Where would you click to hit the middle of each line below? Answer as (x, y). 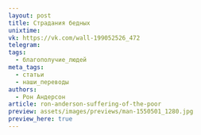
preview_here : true (41, 119)
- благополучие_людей (51, 60)
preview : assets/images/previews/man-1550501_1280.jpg (101, 112)
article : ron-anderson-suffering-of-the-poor (85, 104)
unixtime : (25, 30)
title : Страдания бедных (49, 23)
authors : (23, 89)
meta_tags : (26, 67)
